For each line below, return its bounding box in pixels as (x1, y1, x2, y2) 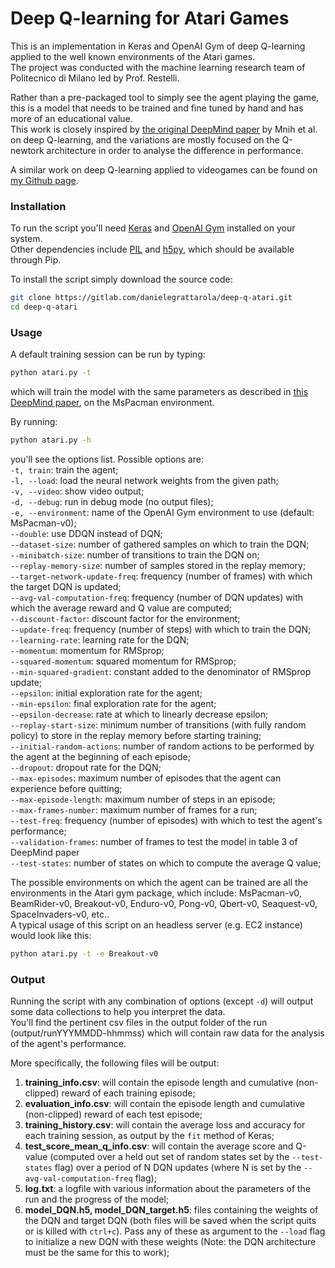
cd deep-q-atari (10, 302, 78, 312)
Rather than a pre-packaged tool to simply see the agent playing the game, (10, 91, 320, 103)
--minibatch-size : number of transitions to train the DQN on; (10, 549, 260, 561)
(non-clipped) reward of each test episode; (24, 1108, 203, 1121)
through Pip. (10, 254, 62, 266)
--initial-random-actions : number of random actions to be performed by (10, 740, 315, 752)
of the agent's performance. (10, 1038, 127, 1050)
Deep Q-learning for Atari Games (10, 7, 290, 30)
